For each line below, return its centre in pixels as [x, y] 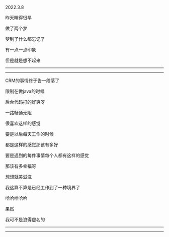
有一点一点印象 [21, 50]
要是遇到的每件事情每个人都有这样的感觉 [47, 155]
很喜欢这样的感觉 [23, 123]
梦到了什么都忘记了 [25, 39]
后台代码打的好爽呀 [25, 102]
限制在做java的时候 [25, 91]
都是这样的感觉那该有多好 [32, 145]
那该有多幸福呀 [21, 166]
